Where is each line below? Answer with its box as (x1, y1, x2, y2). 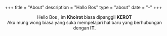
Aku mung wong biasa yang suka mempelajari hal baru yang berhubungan (7, 20, 162, 25)
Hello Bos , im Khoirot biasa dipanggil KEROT (37, 14, 132, 20)
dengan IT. (73, 25, 96, 31)
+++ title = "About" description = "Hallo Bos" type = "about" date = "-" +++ (5, 5, 162, 10)
